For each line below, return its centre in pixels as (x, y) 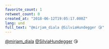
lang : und (15, 23)
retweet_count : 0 (23, 14)
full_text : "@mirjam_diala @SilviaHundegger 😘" (55, 28)
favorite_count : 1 (23, 9)
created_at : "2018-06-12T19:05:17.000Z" (47, 18)
